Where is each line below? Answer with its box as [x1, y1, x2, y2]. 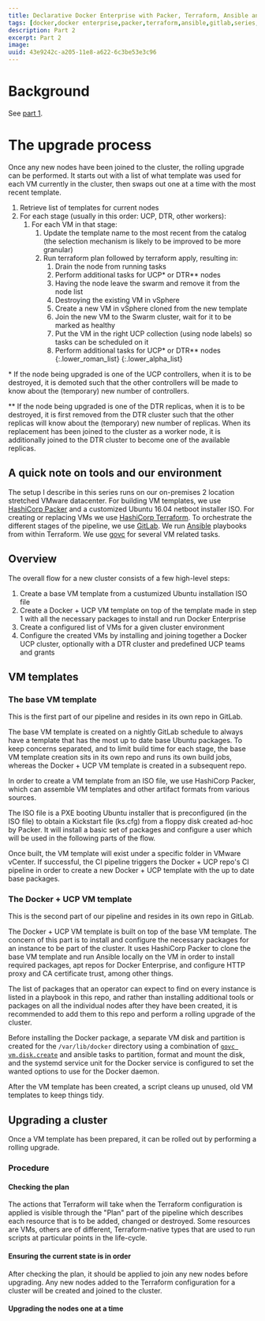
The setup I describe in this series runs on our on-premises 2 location [8, 487, 235, 496]
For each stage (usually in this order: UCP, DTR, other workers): [19, 211, 226, 221]
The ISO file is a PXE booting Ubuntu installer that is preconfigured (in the [8, 808, 247, 818]
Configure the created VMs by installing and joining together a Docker [19, 630, 247, 640]
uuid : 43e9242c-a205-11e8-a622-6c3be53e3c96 [8, 48, 157, 56]
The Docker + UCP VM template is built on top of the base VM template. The [8, 927, 257, 937]
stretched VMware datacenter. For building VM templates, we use [8, 496, 222, 505]
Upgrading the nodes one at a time [8, 1304, 124, 1313]
